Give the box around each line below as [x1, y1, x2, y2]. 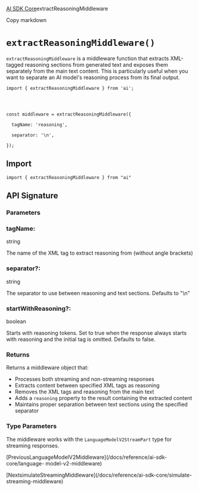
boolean [6, 318, 27, 325]
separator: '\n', [11, 132, 55, 138]
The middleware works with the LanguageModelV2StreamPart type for [6, 436, 172, 443]
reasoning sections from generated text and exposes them [24, 61, 168, 68]
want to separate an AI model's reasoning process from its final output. [6, 74, 180, 81]
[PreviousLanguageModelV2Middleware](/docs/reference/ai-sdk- [6, 454, 168, 461]
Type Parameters [6, 422, 57, 430]
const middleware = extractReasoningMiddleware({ [6, 111, 132, 117]
